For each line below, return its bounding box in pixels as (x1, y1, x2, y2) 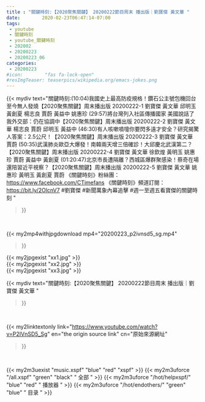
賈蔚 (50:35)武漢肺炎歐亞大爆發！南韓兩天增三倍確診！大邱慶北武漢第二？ (6, 141, 193, 148)
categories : (6, 60, 37, 66)
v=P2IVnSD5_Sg (6, 330, 48, 338)
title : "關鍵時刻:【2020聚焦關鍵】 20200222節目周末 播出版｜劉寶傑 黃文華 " (6, 9, 190, 15)
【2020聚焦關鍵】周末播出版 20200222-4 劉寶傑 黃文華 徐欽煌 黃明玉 (6, 148, 184, 156)
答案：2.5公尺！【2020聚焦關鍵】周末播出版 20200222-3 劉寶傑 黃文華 (11, 133, 193, 141)
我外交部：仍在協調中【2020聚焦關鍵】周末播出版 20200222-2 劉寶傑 (6, 117, 184, 125)
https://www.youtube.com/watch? (72, 323, 158, 330)
